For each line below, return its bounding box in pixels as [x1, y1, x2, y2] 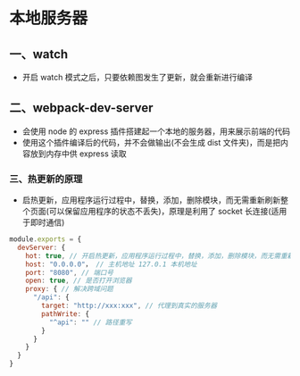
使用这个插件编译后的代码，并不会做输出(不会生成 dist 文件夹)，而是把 [21, 137, 281, 147]
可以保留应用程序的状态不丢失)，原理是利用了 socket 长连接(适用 [48, 206, 287, 217]
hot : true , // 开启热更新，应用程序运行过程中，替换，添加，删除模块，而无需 [25, 251, 281, 260]
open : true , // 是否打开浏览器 [25, 276, 132, 286]
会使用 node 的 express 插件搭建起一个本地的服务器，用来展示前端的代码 [21, 126, 290, 137]
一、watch [9, 46, 69, 62]
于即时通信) [21, 217, 65, 228]
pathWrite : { [41, 309, 90, 318]
